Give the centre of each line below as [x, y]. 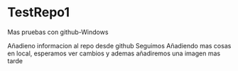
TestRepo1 [38, 12]
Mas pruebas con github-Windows [58, 32]
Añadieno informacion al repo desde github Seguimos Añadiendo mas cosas [119, 45]
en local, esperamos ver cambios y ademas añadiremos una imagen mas [114, 53]
